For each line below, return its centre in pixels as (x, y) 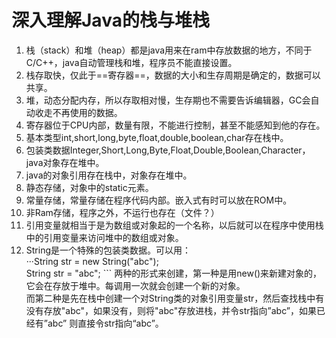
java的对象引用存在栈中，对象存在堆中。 (109, 175)
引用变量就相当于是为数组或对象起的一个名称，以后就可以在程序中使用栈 (174, 225)
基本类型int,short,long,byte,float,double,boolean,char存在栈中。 (157, 137)
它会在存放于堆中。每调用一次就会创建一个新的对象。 (135, 285)
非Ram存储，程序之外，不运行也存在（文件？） (122, 212)
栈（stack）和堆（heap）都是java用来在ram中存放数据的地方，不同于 (169, 50)
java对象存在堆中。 (65, 162)
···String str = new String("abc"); (92, 261)
